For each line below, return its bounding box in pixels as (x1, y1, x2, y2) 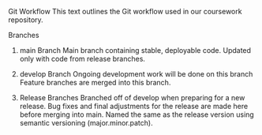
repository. (8, 15, 43, 24)
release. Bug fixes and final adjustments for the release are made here (19, 102, 249, 111)
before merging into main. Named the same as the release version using (19, 110, 254, 119)
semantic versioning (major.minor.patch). (19, 118, 153, 127)
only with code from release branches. (19, 54, 146, 63)
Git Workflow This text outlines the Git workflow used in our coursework (8, 7, 242, 16)
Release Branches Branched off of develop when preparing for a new (19, 93, 245, 102)
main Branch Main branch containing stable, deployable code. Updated (19, 46, 251, 54)
